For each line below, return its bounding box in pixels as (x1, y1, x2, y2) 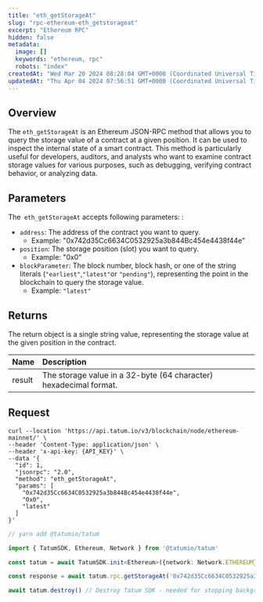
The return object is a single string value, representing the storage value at (8, 329, 249, 338)
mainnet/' (8, 433, 41, 442)
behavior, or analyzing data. (8, 169, 98, 178)
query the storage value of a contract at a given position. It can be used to (8, 135, 247, 145)
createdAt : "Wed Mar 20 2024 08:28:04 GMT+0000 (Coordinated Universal (8, 70, 247, 78)
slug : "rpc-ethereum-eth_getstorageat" (8, 19, 139, 27)
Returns (8, 308, 49, 322)
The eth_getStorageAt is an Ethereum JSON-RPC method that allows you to (8, 127, 252, 137)
